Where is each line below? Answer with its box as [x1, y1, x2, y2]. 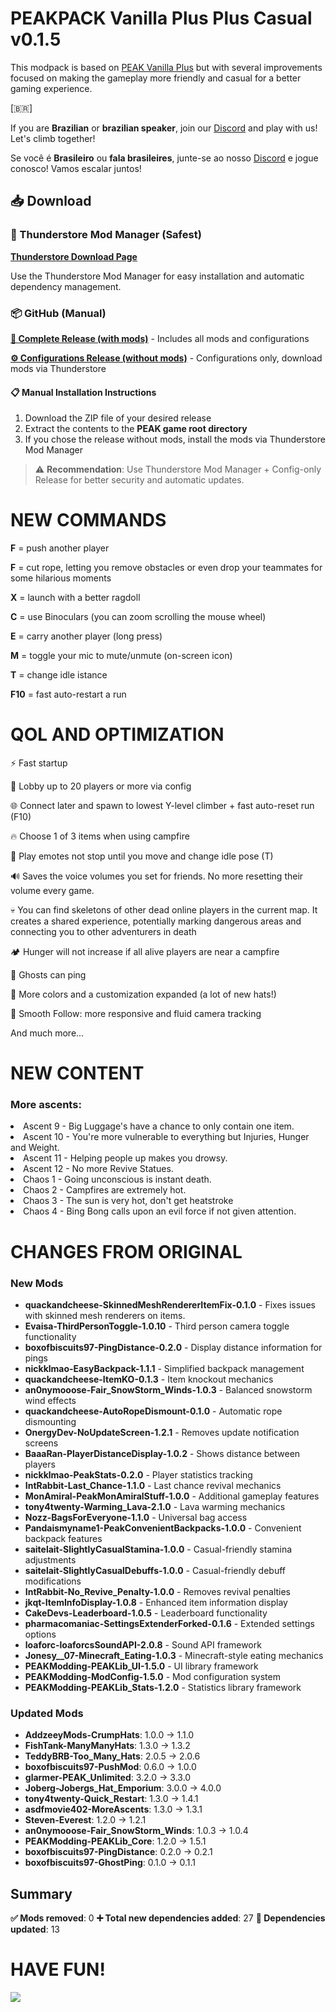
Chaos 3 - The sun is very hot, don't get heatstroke [23, 1195, 234, 1207]
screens [24, 1437, 59, 1449]
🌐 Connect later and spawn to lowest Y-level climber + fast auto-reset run [10, 800, 315, 811]
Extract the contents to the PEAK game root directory [24, 423, 248, 435]
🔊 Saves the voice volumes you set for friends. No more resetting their [10, 870, 304, 882]
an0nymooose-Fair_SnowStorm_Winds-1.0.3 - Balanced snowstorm [24, 1383, 313, 1396]
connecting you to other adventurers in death [10, 926, 197, 937]
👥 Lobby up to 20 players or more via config [10, 780, 192, 792]
